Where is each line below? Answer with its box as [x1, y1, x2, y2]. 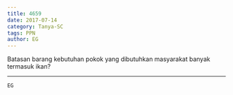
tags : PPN [7, 29, 36, 37]
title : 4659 [7, 10, 42, 17]
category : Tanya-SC [7, 23, 64, 30]
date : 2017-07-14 [7, 17, 58, 24]
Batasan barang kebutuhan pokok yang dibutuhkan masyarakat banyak [7, 55, 210, 63]
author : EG [7, 36, 39, 43]
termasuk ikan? [7, 62, 51, 71]
